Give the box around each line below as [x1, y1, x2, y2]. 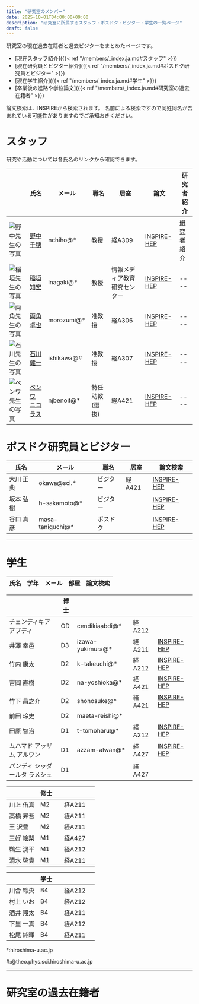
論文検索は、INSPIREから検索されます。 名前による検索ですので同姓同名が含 [6, 104, 193, 112]
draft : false [6, 25, 38, 31]
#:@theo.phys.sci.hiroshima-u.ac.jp [6, 958, 93, 965]
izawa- [76, 638, 98, 646]
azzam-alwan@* [76, 746, 126, 754]
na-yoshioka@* [76, 678, 123, 686]
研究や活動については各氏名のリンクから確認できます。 [6, 156, 140, 163]
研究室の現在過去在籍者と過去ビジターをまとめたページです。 [6, 42, 156, 49]
